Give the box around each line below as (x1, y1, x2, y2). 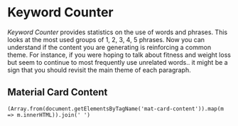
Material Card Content (7, 86, 108, 98)
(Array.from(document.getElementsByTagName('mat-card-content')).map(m (7, 105, 224, 112)
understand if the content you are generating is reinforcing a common (7, 43, 212, 51)
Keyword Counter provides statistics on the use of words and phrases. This (7, 28, 228, 36)
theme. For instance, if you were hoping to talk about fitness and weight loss (7, 51, 231, 59)
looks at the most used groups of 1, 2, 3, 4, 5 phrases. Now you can (7, 35, 205, 43)
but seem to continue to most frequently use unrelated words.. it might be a (7, 58, 229, 66)
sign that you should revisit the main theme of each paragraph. (7, 65, 191, 74)
